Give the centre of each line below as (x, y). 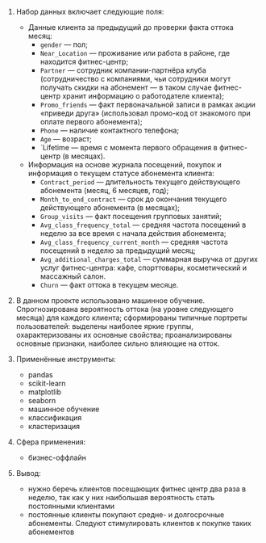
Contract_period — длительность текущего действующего (140, 182)
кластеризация (54, 426)
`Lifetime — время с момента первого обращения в (129, 147)
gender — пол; (64, 44)
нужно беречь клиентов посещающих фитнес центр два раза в (137, 489)
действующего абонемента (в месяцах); (110, 208)
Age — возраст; (66, 139)
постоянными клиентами (71, 506)
